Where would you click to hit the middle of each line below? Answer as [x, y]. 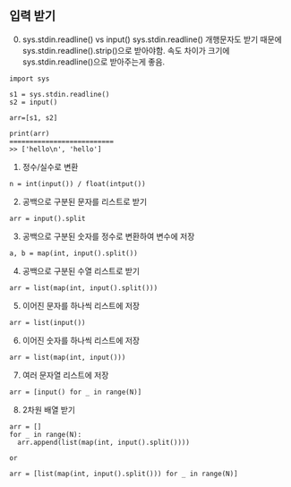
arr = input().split [48, 218]
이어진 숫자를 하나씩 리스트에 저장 [81, 340]
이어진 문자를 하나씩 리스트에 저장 [81, 305]
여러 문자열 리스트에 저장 [65, 375]
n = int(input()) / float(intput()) [77, 184]
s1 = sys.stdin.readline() [60, 94]
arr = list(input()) [48, 322]
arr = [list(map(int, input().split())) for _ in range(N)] [124, 474]
